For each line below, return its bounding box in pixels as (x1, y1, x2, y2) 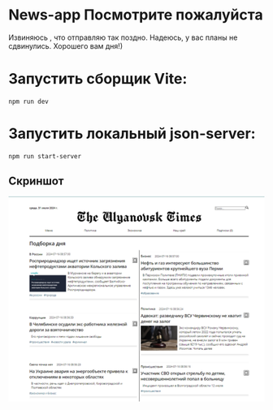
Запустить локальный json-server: (8, 124, 256, 143)
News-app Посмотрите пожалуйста (8, 6, 263, 24)
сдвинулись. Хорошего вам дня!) (8, 41, 123, 50)
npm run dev (8, 97, 49, 106)
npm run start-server (8, 152, 82, 160)
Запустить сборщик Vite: (8, 70, 188, 88)
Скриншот (8, 175, 64, 188)
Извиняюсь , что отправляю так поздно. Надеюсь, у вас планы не (8, 32, 238, 42)
